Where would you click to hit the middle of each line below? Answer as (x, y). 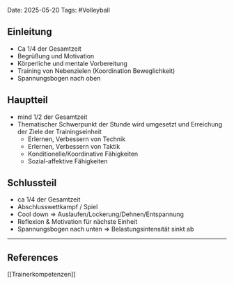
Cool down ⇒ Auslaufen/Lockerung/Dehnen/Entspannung (101, 214)
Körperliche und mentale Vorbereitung (72, 63)
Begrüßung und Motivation (56, 56)
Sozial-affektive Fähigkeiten (68, 161)
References (33, 258)
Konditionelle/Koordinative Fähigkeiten (83, 154)
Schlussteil (32, 183)
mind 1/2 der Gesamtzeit (52, 117)
